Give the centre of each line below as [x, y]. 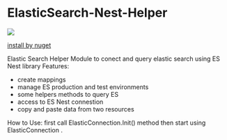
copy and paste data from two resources [76, 109]
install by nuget [29, 45]
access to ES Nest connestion [60, 102]
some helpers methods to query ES [68, 94]
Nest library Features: [38, 66]
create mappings [41, 79]
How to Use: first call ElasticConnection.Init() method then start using [107, 123]
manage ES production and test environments [83, 87]
